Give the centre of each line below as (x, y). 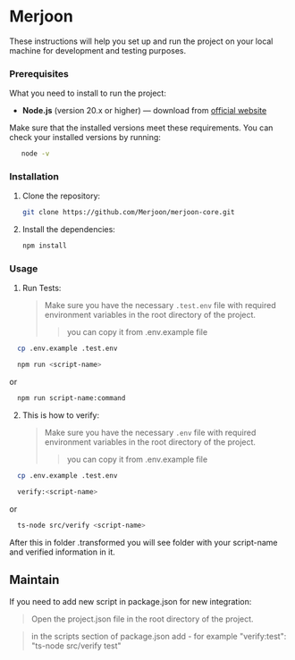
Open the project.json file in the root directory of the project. (142, 619)
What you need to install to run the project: (88, 93)
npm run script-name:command (72, 398)
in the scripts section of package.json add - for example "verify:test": (159, 636)
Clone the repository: (61, 196)
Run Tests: (42, 288)
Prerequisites (39, 73)
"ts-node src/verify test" (76, 646)
